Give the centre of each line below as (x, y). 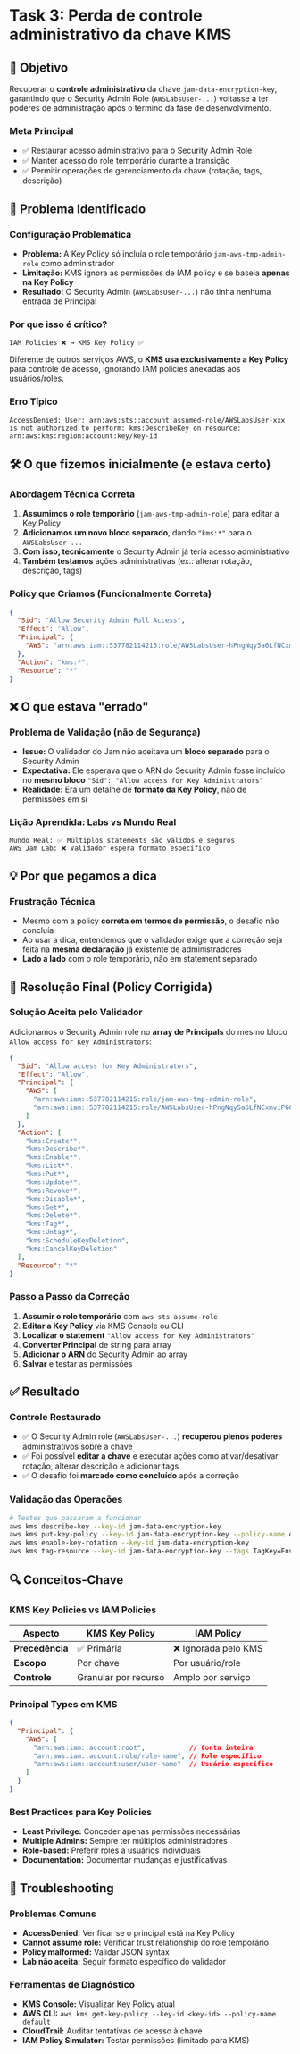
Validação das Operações (66, 1500)
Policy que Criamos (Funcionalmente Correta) (111, 593)
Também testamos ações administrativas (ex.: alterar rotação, (137, 561)
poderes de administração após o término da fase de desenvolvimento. (140, 108)
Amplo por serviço (212, 1677)
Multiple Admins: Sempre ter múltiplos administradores (125, 1841)
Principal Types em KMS (63, 1704)
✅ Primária (100, 1648)
